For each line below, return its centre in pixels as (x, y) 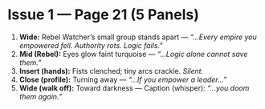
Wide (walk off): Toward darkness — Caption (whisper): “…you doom (134, 88)
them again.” (41, 96)
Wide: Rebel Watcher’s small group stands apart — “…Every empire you (138, 37)
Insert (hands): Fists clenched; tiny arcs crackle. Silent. (111, 71)
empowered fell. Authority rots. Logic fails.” (91, 45)
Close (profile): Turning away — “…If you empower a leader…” (123, 79)
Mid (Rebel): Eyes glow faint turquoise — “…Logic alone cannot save (133, 54)
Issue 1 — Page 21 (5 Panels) (104, 15)
